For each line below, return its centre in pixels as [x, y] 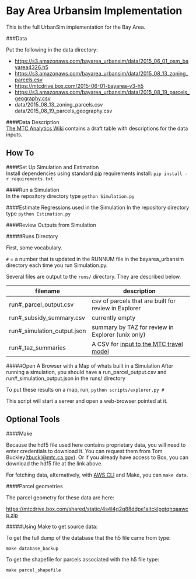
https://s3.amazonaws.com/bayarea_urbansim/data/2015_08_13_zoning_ [101, 73]
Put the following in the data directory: [52, 49]
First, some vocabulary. [34, 248]
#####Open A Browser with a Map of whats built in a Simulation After [90, 366]
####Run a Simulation [33, 190]
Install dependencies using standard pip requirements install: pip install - [97, 173]
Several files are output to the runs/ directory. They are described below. [94, 276]
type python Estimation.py [38, 213]
